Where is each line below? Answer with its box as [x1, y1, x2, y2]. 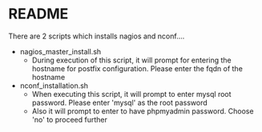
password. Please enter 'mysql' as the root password [31, 98, 208, 107]
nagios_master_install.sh [19, 46, 102, 56]
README [8, 5, 69, 23]
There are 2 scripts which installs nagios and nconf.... [8, 31, 185, 41]
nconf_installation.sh [19, 81, 89, 90]
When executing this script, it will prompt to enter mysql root [31, 89, 232, 98]
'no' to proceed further [31, 114, 108, 124]
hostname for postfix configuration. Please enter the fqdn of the [31, 63, 243, 73]
